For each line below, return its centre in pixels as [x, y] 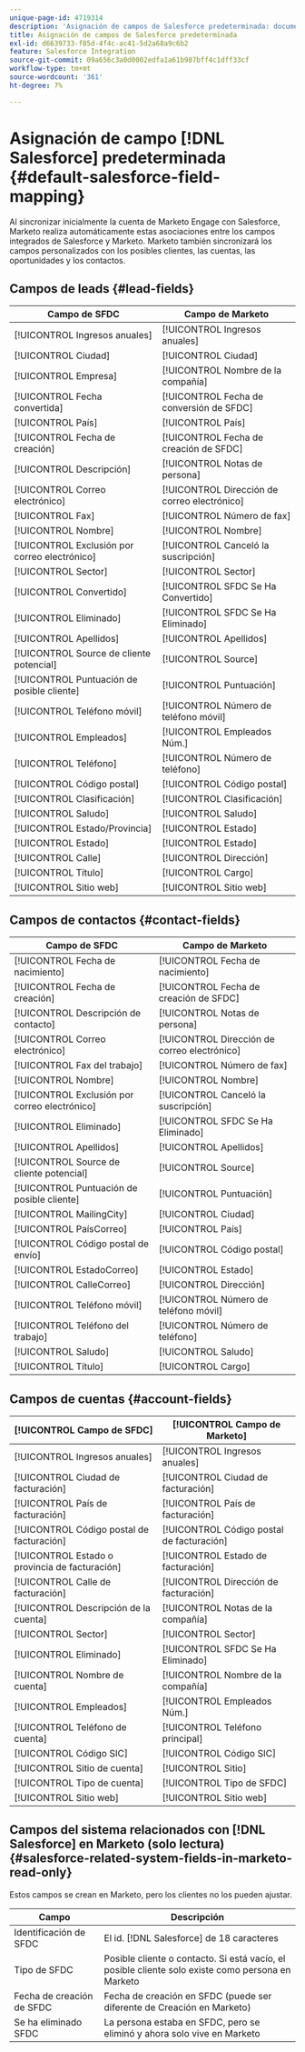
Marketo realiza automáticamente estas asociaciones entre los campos [142, 231]
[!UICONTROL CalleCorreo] [73, 1285]
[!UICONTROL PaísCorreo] [71, 1229]
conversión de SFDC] [208, 408]
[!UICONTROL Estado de [215, 1556]
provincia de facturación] [68, 1567]
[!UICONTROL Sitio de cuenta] [79, 1768]
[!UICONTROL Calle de [63, 1582]
